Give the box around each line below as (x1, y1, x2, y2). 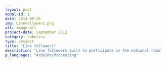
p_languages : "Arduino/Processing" (5, 52, 79, 58)
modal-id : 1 (5, 12, 30, 17)
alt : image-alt (5, 25, 37, 30)
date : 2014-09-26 (5, 16, 41, 21)
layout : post (5, 7, 32, 12)
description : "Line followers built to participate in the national (5, 48, 149, 53)
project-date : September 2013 (5, 30, 68, 35)
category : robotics (5, 35, 45, 40)
